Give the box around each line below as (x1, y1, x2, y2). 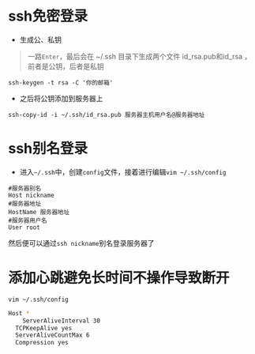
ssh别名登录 (8, 140, 88, 158)
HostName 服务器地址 (8, 208, 69, 216)
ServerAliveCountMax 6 (15, 331, 90, 340)
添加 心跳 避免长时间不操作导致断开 (8, 269, 231, 287)
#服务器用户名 (8, 217, 47, 224)
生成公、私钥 (19, 35, 62, 44)
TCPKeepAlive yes (15, 324, 73, 332)
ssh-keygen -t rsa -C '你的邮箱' (8, 78, 114, 87)
